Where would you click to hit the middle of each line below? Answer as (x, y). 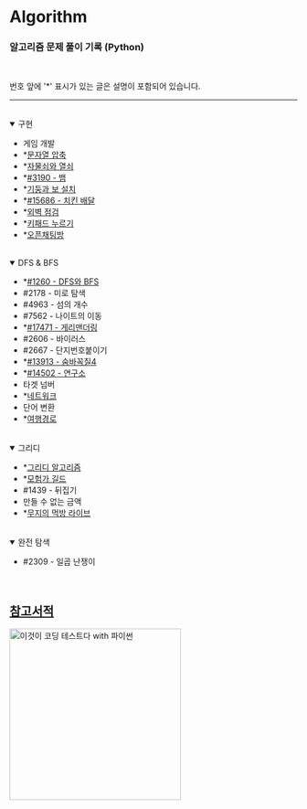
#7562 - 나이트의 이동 (62, 316)
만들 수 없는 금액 (52, 502)
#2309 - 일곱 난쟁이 (59, 562)
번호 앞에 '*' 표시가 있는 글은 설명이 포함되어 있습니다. (105, 86)
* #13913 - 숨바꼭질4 (59, 362)
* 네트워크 (40, 396)
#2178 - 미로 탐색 (54, 293)
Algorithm (48, 17)
